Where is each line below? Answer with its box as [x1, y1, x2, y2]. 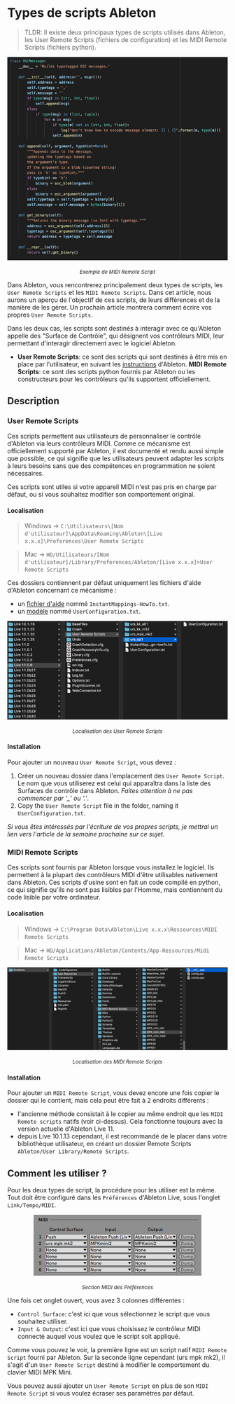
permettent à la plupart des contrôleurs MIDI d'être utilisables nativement [7, 871, 218, 879]
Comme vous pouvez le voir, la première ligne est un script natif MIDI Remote [7, 1346, 227, 1354]
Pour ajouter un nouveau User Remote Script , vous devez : [7, 758, 177, 766]
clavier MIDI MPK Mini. [7, 1368, 73, 1377]
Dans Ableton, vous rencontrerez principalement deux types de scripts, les [7, 280, 223, 289]
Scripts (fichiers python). [24, 43, 97, 51]
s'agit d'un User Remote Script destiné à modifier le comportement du [7, 1361, 210, 1369]
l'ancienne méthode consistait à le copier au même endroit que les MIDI [17, 1110, 224, 1118]
